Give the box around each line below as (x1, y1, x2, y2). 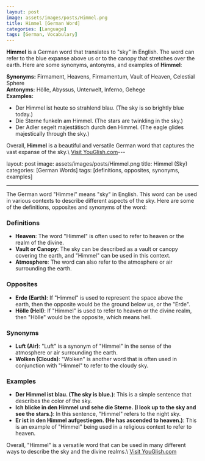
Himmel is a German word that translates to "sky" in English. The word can (6, 48, 195, 55)
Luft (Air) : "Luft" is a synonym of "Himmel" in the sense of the (15, 342, 172, 350)
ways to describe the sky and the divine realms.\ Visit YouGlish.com (6, 448, 177, 456)
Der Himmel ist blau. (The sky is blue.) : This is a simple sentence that (15, 391, 192, 398)
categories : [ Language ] (6, 26, 67, 32)
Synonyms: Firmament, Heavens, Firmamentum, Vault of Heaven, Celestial (6, 73, 195, 80)
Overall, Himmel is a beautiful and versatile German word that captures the (6, 142, 195, 149)
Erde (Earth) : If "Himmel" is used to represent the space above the (15, 294, 183, 301)
